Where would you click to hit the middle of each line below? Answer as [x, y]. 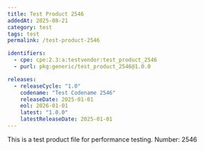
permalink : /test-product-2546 [54, 41]
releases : [22, 79]
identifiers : [27, 53]
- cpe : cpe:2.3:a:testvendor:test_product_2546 [86, 60]
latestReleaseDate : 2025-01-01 [66, 119]
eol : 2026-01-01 [44, 106]
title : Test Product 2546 [45, 14]
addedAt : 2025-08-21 [38, 21]
